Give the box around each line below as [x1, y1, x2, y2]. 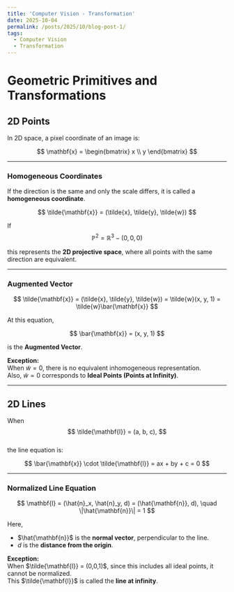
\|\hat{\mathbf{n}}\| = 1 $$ [79, 507, 155, 515]
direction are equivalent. [7, 255, 77, 263]
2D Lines [7, 398, 47, 410]
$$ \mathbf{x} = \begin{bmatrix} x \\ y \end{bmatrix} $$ [36, 147, 198, 156]
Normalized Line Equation [7, 483, 96, 493]
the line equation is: [7, 446, 64, 454]
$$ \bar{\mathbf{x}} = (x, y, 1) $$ [69, 330, 165, 338]
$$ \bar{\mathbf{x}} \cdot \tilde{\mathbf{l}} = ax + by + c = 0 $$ [24, 459, 210, 468]
